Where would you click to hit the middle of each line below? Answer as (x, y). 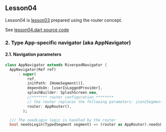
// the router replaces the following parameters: (80, 102)
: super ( (27, 74)
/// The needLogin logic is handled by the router (63, 120)
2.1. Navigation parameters (33, 55)
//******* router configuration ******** (70, 97)
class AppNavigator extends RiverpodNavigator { (56, 65)
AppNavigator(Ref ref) (33, 69)
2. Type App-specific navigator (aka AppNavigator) (68, 43)
